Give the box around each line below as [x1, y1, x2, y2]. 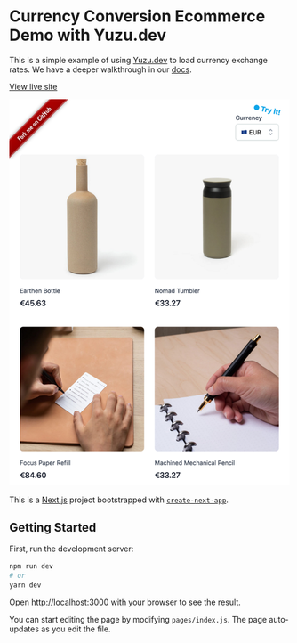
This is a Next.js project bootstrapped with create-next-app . [9, 494, 229, 505]
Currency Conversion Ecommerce [9, 6, 266, 27]
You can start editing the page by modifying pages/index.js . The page [9, 615, 268, 625]
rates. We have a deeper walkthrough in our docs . [9, 64, 193, 75]
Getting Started [9, 520, 97, 535]
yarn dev [9, 581, 42, 590]
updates [9, 623, 40, 634]
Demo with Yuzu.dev [9, 25, 167, 45]
